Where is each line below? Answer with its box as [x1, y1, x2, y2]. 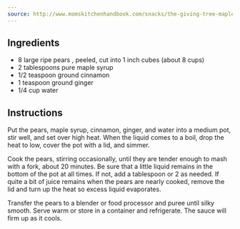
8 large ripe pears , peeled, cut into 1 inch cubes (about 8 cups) [17, 56, 205, 64]
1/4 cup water [17, 86, 59, 95]
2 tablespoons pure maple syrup [17, 63, 114, 72]
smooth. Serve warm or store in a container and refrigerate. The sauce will [7, 206, 227, 215]
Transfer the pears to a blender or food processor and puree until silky [7, 199, 214, 208]
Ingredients [7, 37, 60, 49]
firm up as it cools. [7, 214, 62, 223]
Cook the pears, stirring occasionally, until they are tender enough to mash [7, 155, 227, 163]
